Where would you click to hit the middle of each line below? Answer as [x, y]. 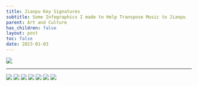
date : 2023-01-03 [27, 44]
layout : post [22, 33]
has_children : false [32, 28]
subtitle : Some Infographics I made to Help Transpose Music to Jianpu [96, 17]
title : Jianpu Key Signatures [43, 11]
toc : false [19, 39]
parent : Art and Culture [37, 22]
